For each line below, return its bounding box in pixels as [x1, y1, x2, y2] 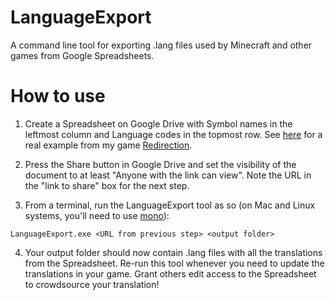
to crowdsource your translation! [24, 278, 160, 290]
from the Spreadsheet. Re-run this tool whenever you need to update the [24, 257, 325, 269]
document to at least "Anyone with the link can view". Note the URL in [24, 169, 312, 181]
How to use [10, 85, 106, 108]
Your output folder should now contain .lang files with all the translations [24, 246, 323, 258]
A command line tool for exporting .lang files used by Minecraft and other [10, 39, 313, 51]
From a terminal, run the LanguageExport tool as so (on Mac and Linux [24, 199, 316, 211]
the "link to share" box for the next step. [24, 179, 190, 191]
